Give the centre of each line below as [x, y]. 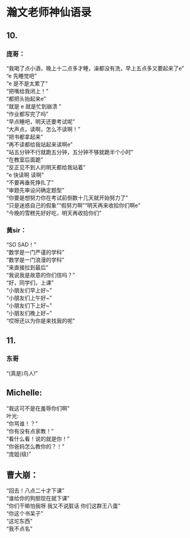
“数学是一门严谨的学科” [36, 252]
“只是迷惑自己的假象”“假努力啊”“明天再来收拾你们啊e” [73, 205]
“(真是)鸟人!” [22, 373]
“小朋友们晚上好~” [29, 313]
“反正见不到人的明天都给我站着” [46, 167]
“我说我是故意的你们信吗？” [41, 275]
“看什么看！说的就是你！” [38, 439]
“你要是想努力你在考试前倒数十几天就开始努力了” [67, 197]
